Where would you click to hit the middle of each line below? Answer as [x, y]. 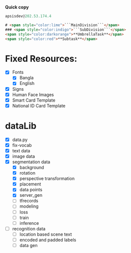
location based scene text [46, 234]
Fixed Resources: [41, 58]
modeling [29, 206]
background [32, 167]
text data [21, 150]
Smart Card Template [34, 100]
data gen [28, 245]
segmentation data [31, 162]
